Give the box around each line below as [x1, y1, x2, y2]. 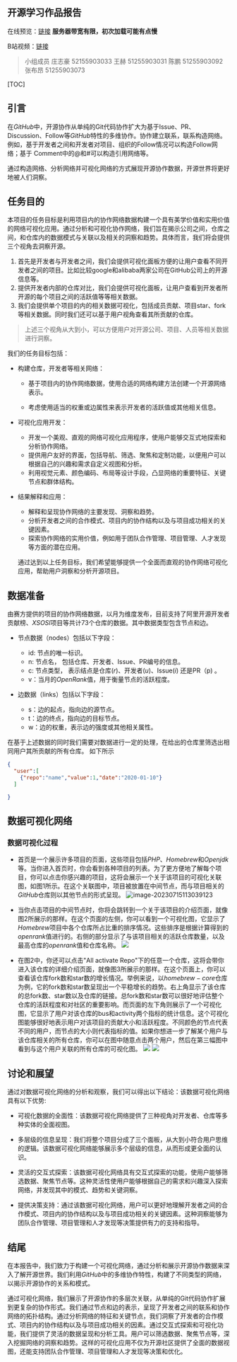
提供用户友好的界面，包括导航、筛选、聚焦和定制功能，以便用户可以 [28, 451, 226, 459]
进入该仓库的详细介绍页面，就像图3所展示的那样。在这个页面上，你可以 [17, 965, 226, 973]
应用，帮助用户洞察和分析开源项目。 [17, 567, 123, 576]
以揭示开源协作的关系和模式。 [7, 1278, 94, 1287]
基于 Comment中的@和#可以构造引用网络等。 [19, 149, 153, 157]
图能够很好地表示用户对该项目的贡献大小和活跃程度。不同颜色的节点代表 [17, 1018, 228, 1026]
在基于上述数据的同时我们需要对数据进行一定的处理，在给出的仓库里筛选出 [7, 738, 224, 747]
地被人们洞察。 [7, 173, 51, 181]
